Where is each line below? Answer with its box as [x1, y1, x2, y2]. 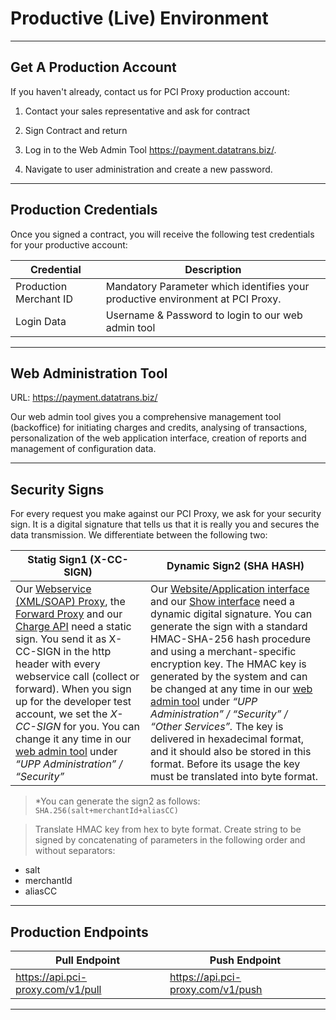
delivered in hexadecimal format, [150, 732, 305, 746]
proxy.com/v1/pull [15, 983, 102, 996]
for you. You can [63, 720, 140, 734]
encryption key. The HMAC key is [150, 657, 307, 671]
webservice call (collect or [15, 670, 140, 684]
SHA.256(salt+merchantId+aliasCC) [34, 806, 179, 816]
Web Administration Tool [10, 365, 168, 382]
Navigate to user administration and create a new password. [24, 163, 273, 175]
